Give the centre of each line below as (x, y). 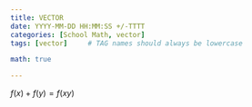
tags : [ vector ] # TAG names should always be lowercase (127, 43)
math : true (31, 60)
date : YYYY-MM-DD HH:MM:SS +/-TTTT (78, 26)
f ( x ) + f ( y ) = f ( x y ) (43, 93)
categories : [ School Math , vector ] (78, 34)
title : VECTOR (37, 18)
